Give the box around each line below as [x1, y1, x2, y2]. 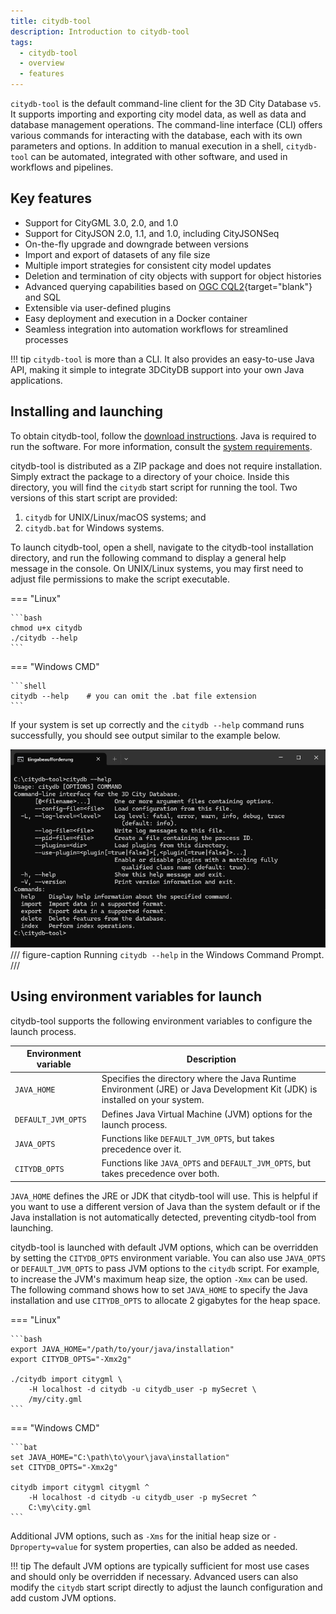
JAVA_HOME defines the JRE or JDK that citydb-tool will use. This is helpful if [10, 1190, 318, 1202]
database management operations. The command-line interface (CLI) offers [10, 119, 323, 130]
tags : [10, 37, 33, 47]
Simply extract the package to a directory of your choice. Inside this [10, 470, 290, 482]
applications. [10, 374, 63, 386]
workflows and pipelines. [10, 161, 114, 173]
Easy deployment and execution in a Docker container [24, 312, 248, 324]
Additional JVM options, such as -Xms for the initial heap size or [10, 1530, 271, 1542]
